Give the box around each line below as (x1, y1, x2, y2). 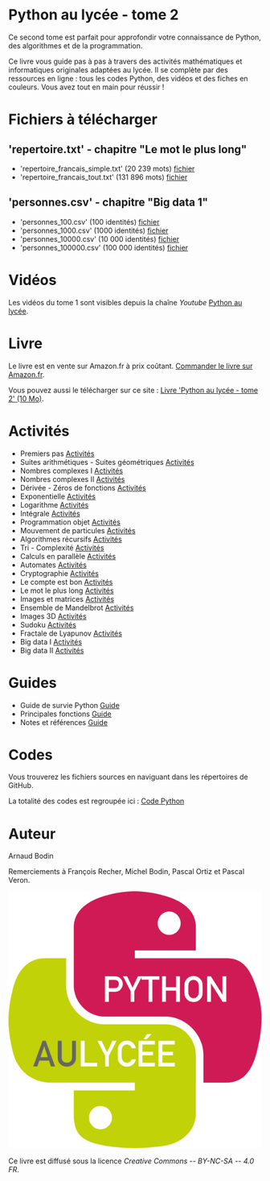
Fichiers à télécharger (8, 110, 158, 129)
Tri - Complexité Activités (19, 542, 104, 553)
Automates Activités (19, 560, 87, 570)
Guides (8, 673, 58, 692)
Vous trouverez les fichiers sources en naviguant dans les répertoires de (8, 772, 249, 782)
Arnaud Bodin (8, 852, 54, 861)
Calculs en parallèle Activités (19, 551, 117, 561)
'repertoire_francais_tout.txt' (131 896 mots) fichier (19, 172, 188, 182)
